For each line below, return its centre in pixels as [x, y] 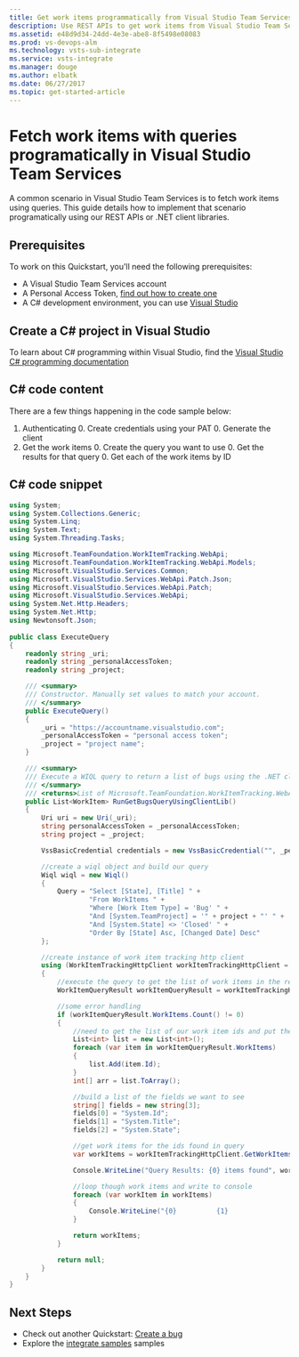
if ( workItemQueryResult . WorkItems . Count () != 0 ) [150, 1014]
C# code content [57, 389]
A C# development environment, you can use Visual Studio [130, 303]
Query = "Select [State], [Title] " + [129, 892]
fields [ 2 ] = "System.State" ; [126, 1130]
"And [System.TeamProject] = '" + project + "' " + [186, 917]
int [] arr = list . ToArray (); [126, 1081]
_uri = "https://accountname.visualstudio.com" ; [133, 727]
